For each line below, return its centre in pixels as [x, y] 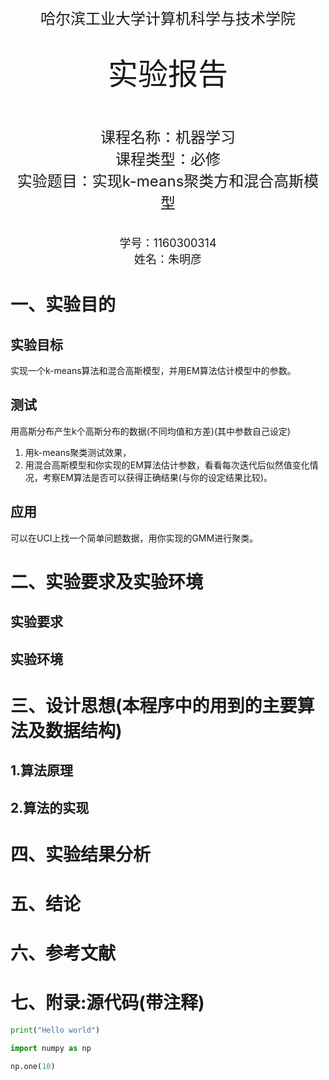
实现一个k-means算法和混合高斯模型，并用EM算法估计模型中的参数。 [153, 370]
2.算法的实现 [50, 807]
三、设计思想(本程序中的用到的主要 [154, 705]
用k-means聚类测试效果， [78, 452]
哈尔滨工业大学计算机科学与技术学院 [168, 18]
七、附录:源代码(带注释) [107, 1003]
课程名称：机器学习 [168, 137]
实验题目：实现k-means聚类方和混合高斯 [160, 181]
